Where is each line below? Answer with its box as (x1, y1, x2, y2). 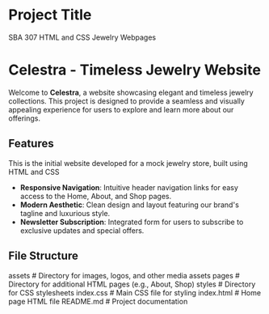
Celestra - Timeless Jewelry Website (8, 61, 261, 79)
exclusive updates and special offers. (19, 225, 145, 235)
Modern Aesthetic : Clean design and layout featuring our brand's (19, 200, 240, 210)
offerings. (8, 113, 41, 123)
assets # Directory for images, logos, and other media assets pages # (8, 270, 240, 280)
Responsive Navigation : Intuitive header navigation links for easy (19, 182, 238, 192)
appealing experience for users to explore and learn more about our (8, 104, 234, 114)
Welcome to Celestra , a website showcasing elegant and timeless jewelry (8, 87, 254, 97)
